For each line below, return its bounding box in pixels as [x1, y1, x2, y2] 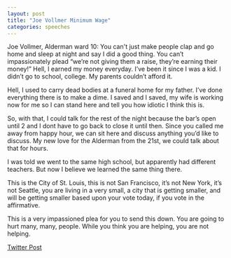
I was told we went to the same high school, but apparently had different [7, 158, 216, 166]
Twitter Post [7, 243, 42, 252]
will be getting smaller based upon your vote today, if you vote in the [7, 193, 205, 202]
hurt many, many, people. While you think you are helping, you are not [7, 222, 209, 231]
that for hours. [7, 144, 49, 153]
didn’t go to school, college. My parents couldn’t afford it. [7, 72, 173, 81]
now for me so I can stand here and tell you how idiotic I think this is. [7, 101, 205, 109]
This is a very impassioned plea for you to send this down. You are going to [7, 215, 225, 223]
